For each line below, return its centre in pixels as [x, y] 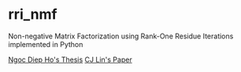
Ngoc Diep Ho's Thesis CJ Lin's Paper [70, 59]
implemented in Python [46, 44]
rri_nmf [33, 14]
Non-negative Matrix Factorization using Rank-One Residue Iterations [121, 36]
